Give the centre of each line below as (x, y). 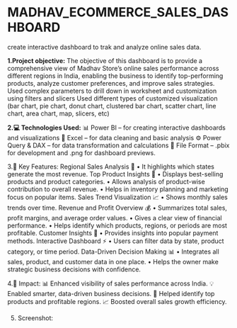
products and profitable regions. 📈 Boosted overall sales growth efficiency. (117, 301)
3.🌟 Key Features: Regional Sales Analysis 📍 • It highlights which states (111, 166)
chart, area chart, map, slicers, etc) (58, 113)
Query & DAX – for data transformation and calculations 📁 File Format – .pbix (118, 145)
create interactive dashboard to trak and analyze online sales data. (104, 47)
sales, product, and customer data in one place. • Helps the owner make (113, 261)
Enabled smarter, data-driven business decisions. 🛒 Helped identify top (111, 293)
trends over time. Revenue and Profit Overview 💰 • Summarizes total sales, (117, 208)
